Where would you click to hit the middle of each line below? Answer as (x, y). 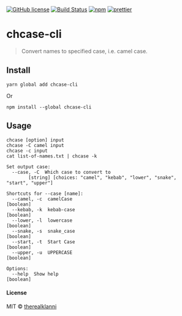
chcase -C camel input (35, 145)
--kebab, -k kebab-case (44, 209)
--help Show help (36, 274)
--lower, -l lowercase (42, 220)
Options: (17, 269)
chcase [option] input (35, 140)
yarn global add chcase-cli (42, 85)
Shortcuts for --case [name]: (45, 194)
